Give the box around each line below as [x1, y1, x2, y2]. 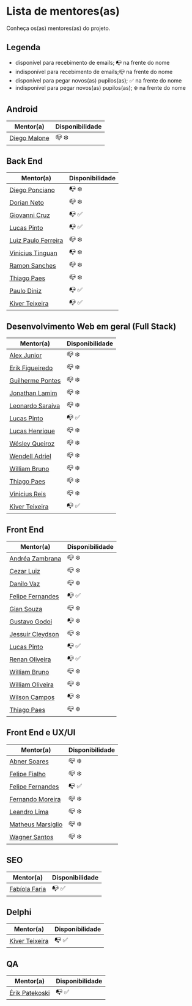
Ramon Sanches [9, 261, 56, 270]
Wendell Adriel [9, 452, 51, 460]
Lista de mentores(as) [6, 4, 120, 18]
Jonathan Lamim [9, 389, 57, 397]
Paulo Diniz [9, 286, 42, 295]
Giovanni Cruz [9, 211, 51, 219]
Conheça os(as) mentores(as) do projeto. [6, 24, 111, 32]
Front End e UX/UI [6, 727, 76, 738]
